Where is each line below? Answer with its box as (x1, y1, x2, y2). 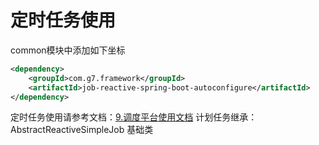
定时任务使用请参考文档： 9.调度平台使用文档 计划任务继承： (10, 111, 258, 123)
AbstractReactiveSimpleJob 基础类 (10, 124, 154, 136)
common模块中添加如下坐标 (10, 44, 126, 56)
